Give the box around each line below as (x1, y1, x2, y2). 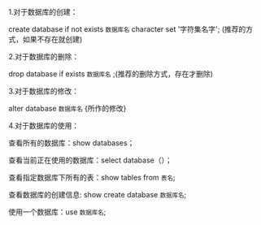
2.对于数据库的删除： (8, 52, 80, 61)
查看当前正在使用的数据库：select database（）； (8, 155, 172, 165)
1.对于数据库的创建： (8, 7, 78, 16)
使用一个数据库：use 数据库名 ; (8, 207, 107, 217)
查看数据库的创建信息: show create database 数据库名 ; (8, 190, 187, 199)
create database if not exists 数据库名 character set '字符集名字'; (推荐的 (8, 24, 246, 34)
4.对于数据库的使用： (8, 121, 80, 130)
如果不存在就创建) (22, 35, 83, 44)
